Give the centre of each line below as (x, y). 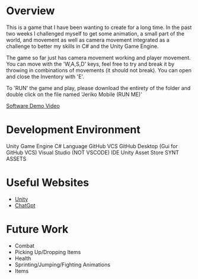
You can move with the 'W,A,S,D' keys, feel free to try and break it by (90, 64)
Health (23, 258)
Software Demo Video (33, 105)
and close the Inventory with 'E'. (45, 76)
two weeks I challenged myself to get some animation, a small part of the (95, 33)
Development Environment (73, 130)
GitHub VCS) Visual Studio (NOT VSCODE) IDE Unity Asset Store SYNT (93, 152)
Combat (24, 246)
